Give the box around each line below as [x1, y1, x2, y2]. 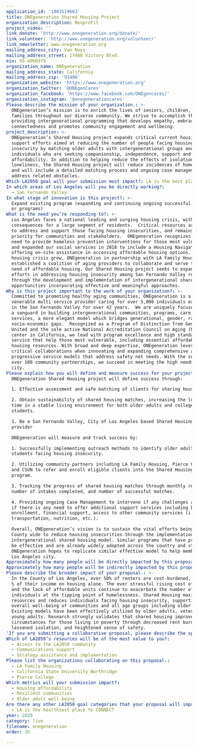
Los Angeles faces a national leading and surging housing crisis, [11, 217, 181, 223]
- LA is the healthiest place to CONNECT [11, 707, 115, 713]
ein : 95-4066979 [6, 58, 46, 64]
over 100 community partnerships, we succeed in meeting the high [11, 359, 178, 365]
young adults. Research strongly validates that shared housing [11, 614, 173, 620]
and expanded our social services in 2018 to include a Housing [11, 244, 173, 250]
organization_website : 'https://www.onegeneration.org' [6, 80, 146, 86]
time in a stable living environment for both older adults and [11, 402, 173, 408]
